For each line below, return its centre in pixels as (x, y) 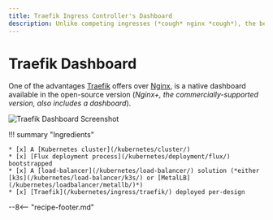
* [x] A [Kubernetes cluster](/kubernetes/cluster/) (100, 150)
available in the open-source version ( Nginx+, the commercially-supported (133, 95)
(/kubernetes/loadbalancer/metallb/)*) (76, 185)
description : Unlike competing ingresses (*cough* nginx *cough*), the (132, 24)
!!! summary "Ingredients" (52, 135)
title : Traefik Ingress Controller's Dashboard (91, 16)
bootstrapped (30, 164)
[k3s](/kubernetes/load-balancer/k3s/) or (81, 178)
